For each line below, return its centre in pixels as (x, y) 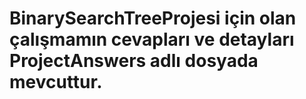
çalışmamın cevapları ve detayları (152, 39)
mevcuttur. (56, 82)
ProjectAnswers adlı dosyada (134, 61)
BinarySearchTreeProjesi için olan (153, 18)
